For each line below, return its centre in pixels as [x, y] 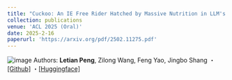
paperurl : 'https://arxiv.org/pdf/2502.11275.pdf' [82, 40]
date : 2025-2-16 [31, 33]
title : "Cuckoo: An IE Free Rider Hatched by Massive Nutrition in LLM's [117, 14]
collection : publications [45, 20]
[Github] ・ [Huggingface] [44, 69]
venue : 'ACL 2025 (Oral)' [45, 26]
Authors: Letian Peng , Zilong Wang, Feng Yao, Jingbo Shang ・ [125, 61]
